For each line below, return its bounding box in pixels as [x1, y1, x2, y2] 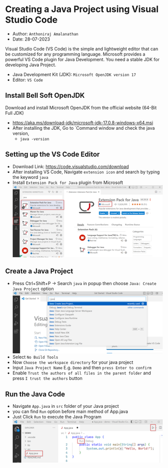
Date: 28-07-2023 [12, 36, 50, 42]
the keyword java [12, 174, 48, 180]
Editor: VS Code [12, 77, 43, 83]
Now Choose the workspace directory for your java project [12, 359, 133, 365]
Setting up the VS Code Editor [5, 150, 100, 159]
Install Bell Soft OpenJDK [5, 91, 85, 100]
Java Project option [12, 286, 54, 292]
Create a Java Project [5, 267, 73, 276]
